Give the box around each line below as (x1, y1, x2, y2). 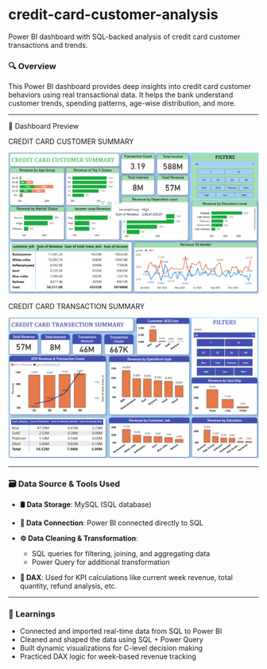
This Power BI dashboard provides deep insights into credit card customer (8, 82, 252, 91)
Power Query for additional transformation (31, 558, 171, 567)
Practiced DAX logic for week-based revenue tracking (19, 652, 196, 661)
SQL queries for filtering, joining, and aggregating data (31, 549, 211, 559)
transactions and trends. (8, 40, 88, 49)
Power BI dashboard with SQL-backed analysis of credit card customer (8, 32, 241, 41)
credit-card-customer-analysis (8, 6, 219, 24)
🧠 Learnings (8, 608, 56, 619)
